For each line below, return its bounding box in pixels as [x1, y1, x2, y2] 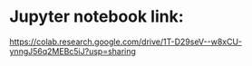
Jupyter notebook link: [9, 6, 184, 27]
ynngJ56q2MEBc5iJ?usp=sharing [9, 45, 136, 56]
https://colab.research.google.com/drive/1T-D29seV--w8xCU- [9, 36, 243, 47]
